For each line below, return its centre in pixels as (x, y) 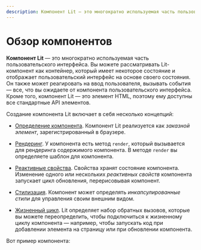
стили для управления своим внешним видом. (74, 199)
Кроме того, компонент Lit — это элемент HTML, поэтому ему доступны (99, 96)
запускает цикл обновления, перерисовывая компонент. (87, 181)
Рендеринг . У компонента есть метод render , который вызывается (100, 144)
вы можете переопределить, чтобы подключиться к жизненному (98, 217)
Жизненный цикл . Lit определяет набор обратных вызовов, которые (102, 210)
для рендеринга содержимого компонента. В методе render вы (96, 150)
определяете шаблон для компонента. (64, 156)
